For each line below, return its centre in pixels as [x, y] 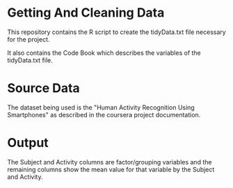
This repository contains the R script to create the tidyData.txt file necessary [116, 32]
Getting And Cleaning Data [86, 13]
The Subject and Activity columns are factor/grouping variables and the [110, 162]
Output [28, 143]
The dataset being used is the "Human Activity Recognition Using [101, 107]
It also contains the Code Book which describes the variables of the [104, 53]
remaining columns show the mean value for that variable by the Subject [111, 169]
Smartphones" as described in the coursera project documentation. [104, 114]
